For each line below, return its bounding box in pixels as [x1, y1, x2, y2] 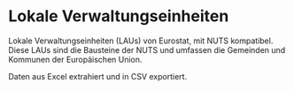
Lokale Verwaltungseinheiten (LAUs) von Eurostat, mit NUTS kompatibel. [8, 35, 274, 46]
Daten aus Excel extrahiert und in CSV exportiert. [8, 71, 188, 81]
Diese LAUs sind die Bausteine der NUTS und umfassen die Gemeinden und [8, 44, 286, 55]
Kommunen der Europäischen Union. [8, 54, 143, 64]
